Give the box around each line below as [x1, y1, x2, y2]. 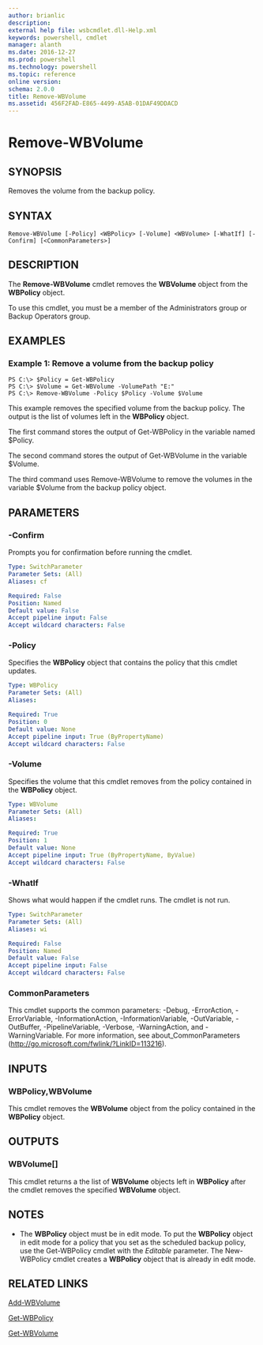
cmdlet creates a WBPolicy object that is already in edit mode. [52, 1254, 256, 1264]
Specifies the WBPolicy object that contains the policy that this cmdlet [8, 657, 238, 668]
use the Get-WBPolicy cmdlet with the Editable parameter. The [19, 1245, 224, 1255]
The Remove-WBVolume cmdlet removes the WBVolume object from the [8, 279, 249, 288]
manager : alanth [8, 41, 62, 49]
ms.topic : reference [8, 70, 77, 78]
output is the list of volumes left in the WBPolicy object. [8, 412, 190, 421]
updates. [8, 666, 37, 676]
